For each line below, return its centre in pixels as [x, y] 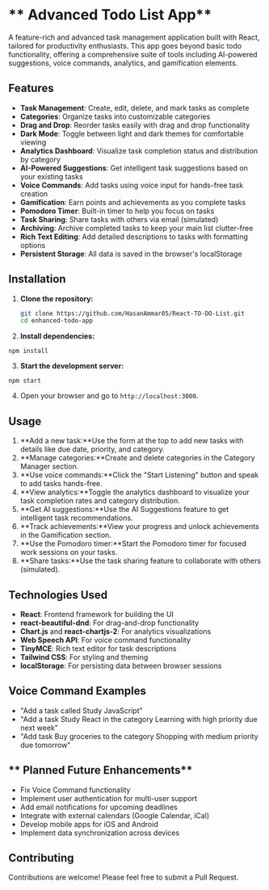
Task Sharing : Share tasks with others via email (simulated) [119, 219]
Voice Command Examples [78, 691]
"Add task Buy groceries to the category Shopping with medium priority [139, 736]
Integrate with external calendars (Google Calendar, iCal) [115, 815]
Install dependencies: [57, 336]
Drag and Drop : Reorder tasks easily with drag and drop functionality [135, 125]
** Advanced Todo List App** [110, 15]
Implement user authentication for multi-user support [109, 798]
